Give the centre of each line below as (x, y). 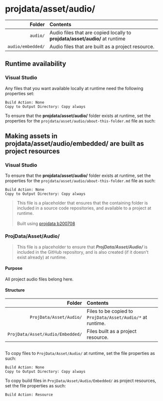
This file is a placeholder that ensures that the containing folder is (82, 203)
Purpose (14, 268)
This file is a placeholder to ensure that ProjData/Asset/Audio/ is (82, 247)
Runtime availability (36, 64)
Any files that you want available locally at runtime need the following (74, 88)
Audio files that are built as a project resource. (102, 46)
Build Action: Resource (29, 395)
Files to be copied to (110, 311)
